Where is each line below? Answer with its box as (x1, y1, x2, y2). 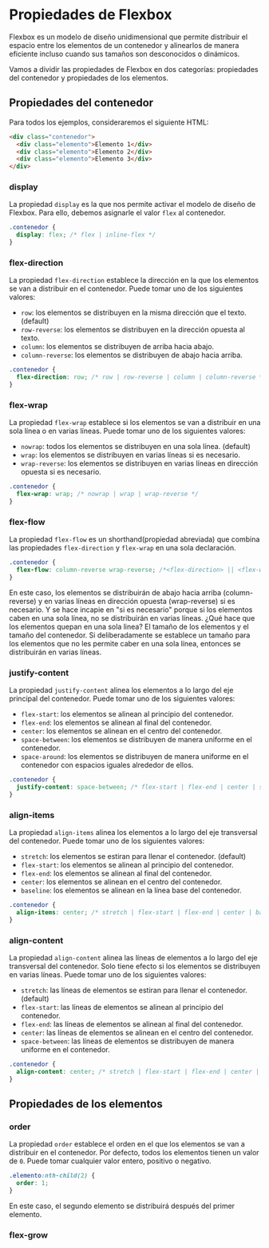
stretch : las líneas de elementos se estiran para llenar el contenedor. (20, 985, 248, 995)
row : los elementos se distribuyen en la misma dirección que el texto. (20, 308, 247, 317)
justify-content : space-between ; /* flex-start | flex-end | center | (16, 783, 256, 791)
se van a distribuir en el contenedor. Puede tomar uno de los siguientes (9, 284, 243, 293)
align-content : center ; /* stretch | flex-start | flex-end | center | (16, 1067, 260, 1075)
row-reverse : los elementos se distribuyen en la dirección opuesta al (20, 325, 246, 335)
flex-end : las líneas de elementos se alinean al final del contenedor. (20, 1019, 243, 1028)
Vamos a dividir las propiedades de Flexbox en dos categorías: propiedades (9, 64, 259, 74)
